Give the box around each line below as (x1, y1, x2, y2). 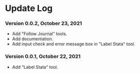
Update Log (5, 3, 53, 14)
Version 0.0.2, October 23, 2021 (5, 20, 82, 27)
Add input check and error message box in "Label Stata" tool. (12, 41, 135, 47)
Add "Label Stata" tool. (12, 64, 58, 70)
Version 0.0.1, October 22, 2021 (5, 53, 81, 60)
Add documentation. (12, 36, 53, 42)
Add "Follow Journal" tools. (12, 31, 67, 37)
